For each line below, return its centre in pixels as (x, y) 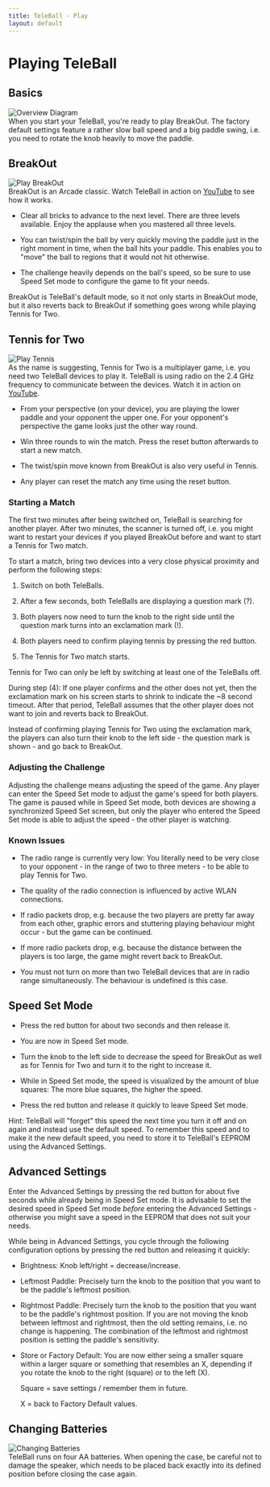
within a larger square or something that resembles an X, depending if (136, 1363)
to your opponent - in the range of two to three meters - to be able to (135, 867)
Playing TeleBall (63, 63)
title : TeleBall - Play (48, 16)
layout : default (35, 23)
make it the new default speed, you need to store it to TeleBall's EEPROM (130, 1137)
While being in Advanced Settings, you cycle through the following (119, 1241)
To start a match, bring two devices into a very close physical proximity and (134, 561)
